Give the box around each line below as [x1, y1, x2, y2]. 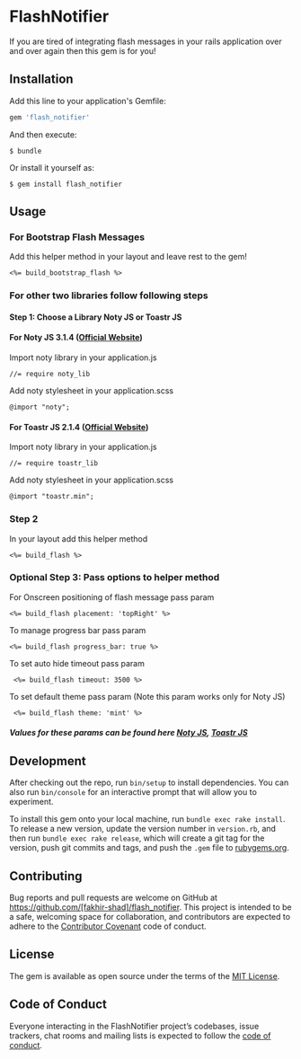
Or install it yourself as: [9, 162, 94, 172]
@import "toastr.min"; [9, 492, 94, 501]
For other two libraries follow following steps [9, 289, 208, 302]
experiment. [9, 797, 54, 807]
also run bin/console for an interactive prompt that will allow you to [9, 787, 258, 798]
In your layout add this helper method [9, 533, 148, 544]
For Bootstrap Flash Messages [9, 231, 146, 243]
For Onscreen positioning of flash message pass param [9, 591, 215, 603]
